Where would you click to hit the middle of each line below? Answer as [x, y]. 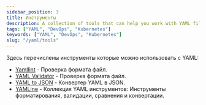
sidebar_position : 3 [33, 12]
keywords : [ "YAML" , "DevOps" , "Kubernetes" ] [64, 35]
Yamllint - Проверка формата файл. [61, 70]
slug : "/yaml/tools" [33, 40]
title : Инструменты [31, 18]
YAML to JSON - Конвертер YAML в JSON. [70, 82]
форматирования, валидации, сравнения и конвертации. [90, 96]
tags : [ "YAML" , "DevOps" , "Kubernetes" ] [59, 29]
